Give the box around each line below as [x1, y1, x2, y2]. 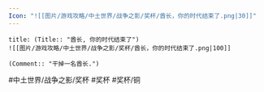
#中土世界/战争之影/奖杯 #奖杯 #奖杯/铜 [8, 74, 141, 85]
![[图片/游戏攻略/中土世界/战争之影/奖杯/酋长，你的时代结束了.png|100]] [8, 44, 232, 52]
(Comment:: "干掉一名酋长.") [8, 60, 100, 68]
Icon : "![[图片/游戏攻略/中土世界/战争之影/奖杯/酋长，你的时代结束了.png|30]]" [8, 11, 258, 20]
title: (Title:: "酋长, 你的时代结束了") [8, 36, 140, 44]
